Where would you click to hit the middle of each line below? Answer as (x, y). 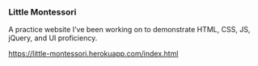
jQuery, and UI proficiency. (53, 38)
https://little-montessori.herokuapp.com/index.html (93, 54)
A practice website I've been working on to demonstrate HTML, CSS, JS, (129, 30)
